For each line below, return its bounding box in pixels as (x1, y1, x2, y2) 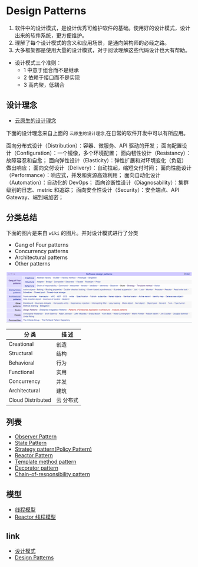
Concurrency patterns (14, 247, 69, 254)
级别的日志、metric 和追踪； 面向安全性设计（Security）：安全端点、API (6, 186, 180, 193)
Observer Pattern (14, 433, 57, 440)
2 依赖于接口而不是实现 (23, 74, 81, 81)
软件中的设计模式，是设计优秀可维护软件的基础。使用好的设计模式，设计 (14, 24, 190, 31)
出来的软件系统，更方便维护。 (14, 31, 87, 39)
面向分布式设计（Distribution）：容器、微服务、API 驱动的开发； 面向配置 (6, 142, 182, 149)
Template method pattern (14, 458, 77, 466)
